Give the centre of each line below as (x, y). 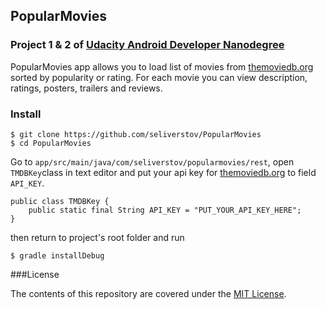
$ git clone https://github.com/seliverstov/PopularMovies (136, 134)
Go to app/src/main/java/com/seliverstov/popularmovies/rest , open (152, 161)
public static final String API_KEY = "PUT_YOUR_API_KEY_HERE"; (165, 210)
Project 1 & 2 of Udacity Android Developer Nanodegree (147, 45)
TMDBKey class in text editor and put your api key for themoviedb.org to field (163, 172)
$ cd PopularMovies (51, 143)
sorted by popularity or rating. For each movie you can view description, (159, 77)
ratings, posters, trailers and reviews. (86, 88)
